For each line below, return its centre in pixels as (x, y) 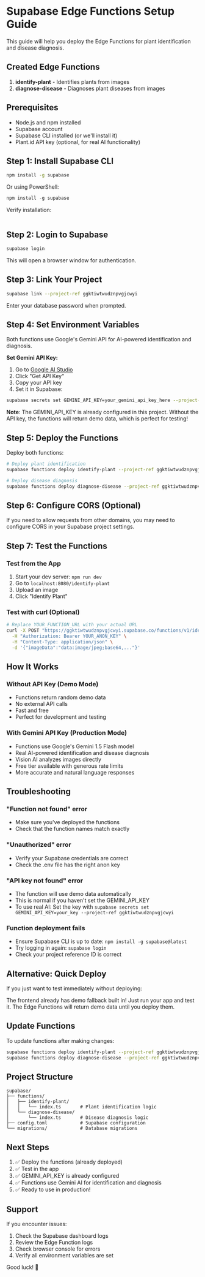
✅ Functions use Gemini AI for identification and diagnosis (88, 1183)
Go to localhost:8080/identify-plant (62, 583)
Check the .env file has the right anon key (67, 865)
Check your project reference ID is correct (68, 955)
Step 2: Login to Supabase (57, 234)
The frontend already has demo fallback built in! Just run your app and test (100, 1001)
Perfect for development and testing (61, 717)
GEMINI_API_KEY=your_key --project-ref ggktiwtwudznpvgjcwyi (95, 912)
